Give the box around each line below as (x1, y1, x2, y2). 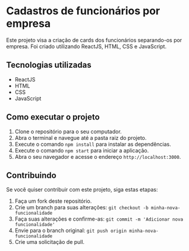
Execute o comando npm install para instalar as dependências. (14, 140, 171, 148)
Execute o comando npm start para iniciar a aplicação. (14, 147, 149, 154)
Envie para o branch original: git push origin (14, 227, 127, 234)
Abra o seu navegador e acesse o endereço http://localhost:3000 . (14, 153, 181, 160)
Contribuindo (6, 170, 56, 180)
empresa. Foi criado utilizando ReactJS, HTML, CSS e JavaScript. (6, 43, 167, 50)
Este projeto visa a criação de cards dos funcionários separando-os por (6, 36, 182, 43)
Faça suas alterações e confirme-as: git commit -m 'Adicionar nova (14, 215, 183, 222)
